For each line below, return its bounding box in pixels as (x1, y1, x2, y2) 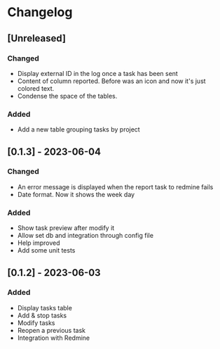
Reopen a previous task (17, 326, 86, 334)
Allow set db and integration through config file (17, 231, 154, 240)
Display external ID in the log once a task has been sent (17, 69, 179, 77)
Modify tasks (17, 318, 55, 327)
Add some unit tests (17, 246, 76, 255)
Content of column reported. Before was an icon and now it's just (17, 77, 206, 85)
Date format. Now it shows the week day (17, 190, 135, 198)
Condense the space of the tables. (17, 91, 118, 100)
